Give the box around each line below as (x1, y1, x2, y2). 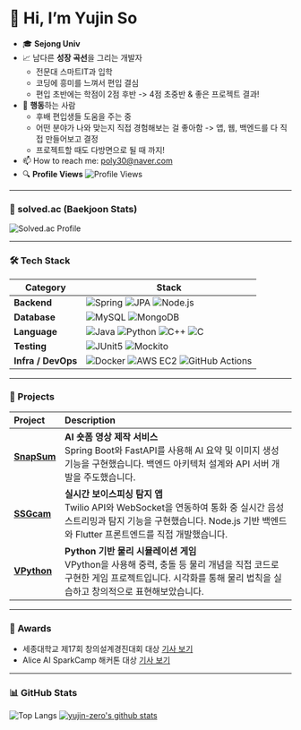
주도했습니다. (83, 470, 136, 483)
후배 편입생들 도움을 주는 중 (35, 111, 132, 122)
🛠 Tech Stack (9, 254, 71, 267)
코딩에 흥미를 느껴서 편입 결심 (35, 77, 139, 88)
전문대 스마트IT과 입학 (35, 66, 114, 77)
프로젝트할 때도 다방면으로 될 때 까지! (35, 144, 166, 155)
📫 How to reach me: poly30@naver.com (21, 155, 173, 166)
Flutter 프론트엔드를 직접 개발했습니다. (74, 528, 228, 540)
